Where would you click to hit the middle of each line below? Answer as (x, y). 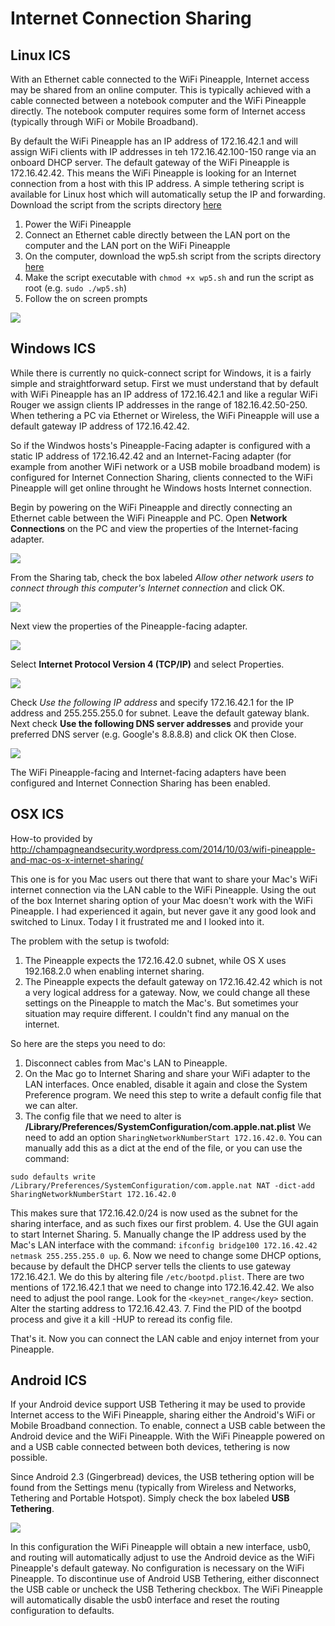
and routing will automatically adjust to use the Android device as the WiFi (162, 1558)
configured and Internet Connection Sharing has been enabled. (140, 783)
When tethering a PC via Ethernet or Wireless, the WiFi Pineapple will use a (165, 415)
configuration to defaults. (62, 1611)
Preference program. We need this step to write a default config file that (173, 1094)
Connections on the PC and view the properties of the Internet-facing (154, 528)
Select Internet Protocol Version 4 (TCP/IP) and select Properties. (147, 664)
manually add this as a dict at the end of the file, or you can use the (163, 1148)
